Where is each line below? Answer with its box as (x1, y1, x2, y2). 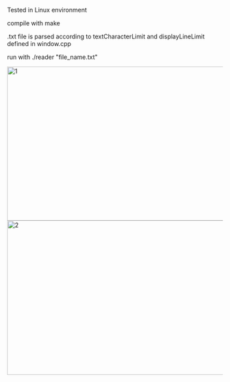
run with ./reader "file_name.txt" (7, 53, 98, 61)
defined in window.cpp (7, 40, 72, 47)
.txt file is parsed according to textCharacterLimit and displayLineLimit (7, 32, 205, 40)
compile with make (7, 19, 60, 27)
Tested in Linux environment (7, 6, 88, 14)
